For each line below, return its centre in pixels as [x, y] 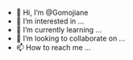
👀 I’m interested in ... [50, 21]
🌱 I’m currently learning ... [59, 30]
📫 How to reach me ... [53, 47]
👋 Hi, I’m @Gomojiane [52, 13]
